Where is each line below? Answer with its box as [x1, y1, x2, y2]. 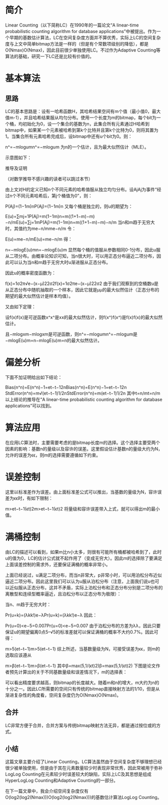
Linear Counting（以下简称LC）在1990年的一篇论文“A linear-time [5, 22, 139, 28]
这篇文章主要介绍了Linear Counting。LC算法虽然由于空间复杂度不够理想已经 [5, 758, 162, 765]
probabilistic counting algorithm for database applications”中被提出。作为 [5, 28, 156, 34]
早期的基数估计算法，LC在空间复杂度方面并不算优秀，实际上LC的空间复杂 [9, 34, 161, 40]
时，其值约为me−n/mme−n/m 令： [5, 225, 76, 231]
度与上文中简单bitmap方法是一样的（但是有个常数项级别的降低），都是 [5, 40, 149, 46]
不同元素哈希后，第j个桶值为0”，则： [16, 192, 92, 198]
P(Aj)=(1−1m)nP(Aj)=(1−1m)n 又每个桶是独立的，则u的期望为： [5, 203, 133, 209]
